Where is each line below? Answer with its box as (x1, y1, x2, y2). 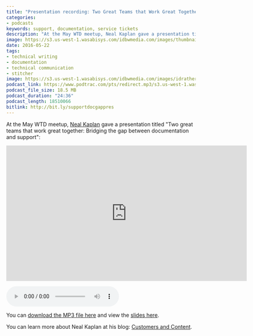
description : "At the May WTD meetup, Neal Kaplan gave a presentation (6, 31, 189, 37)
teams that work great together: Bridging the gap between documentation (6, 127, 189, 134)
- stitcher (6, 70, 34, 76)
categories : (6, 14, 36, 20)
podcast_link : (6, 82, 42, 88)
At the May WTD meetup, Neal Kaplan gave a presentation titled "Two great (6, 120, 194, 128)
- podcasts (6, 20, 34, 26)
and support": (6, 133, 41, 140)
